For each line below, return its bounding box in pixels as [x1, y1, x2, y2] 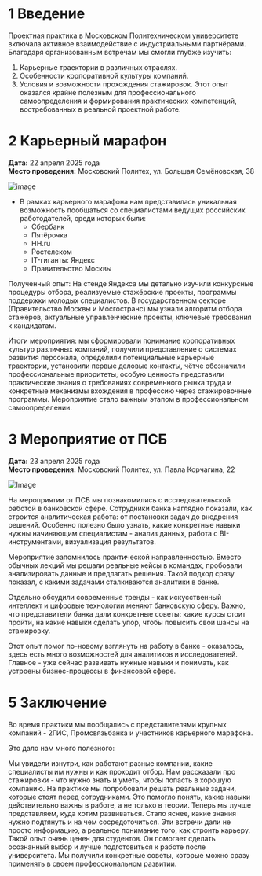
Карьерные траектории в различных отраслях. [19, 62, 178, 72]
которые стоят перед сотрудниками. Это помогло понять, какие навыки [8, 792, 251, 801]
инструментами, [8, 536, 64, 547]
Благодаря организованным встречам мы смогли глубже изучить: [8, 47, 232, 57]
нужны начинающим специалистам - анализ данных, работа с [8, 528, 218, 538]
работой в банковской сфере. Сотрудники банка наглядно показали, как [8, 503, 253, 513]
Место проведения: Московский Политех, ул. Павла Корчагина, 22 [8, 465, 235, 474]
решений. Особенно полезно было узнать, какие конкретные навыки [8, 520, 241, 529]
